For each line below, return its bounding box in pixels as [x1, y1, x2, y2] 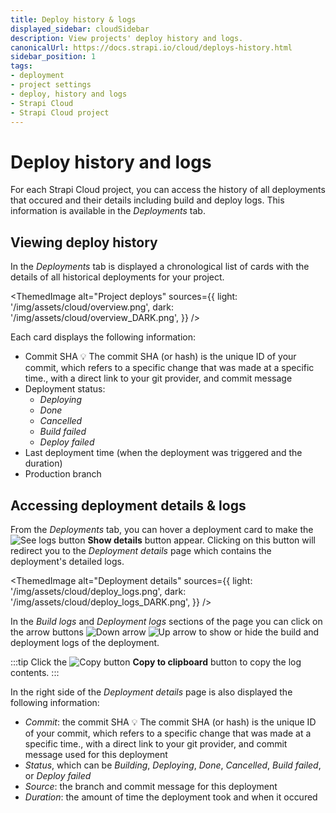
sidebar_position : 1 [10, 52, 97, 62]
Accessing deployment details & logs [10, 497, 247, 514]
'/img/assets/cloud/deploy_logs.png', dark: [10, 585, 187, 597]
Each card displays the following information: [10, 331, 197, 343]
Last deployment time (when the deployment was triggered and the [24, 447, 303, 459]
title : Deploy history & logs [10, 14, 137, 25]
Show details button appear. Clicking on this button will [87, 534, 316, 546]
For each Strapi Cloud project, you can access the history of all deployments [10, 184, 326, 196]
